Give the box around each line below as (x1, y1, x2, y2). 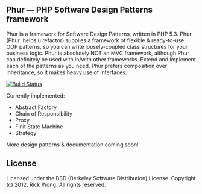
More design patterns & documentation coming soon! (6, 141, 139, 148)
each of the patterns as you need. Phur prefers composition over (6, 62, 168, 69)
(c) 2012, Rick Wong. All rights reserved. (6, 181, 107, 188)
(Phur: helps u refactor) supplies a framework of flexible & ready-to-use (6, 36, 185, 44)
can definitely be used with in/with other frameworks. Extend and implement (6, 55, 196, 63)
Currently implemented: (6, 92, 65, 99)
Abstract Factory (14, 104, 57, 111)
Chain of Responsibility (14, 110, 73, 117)
